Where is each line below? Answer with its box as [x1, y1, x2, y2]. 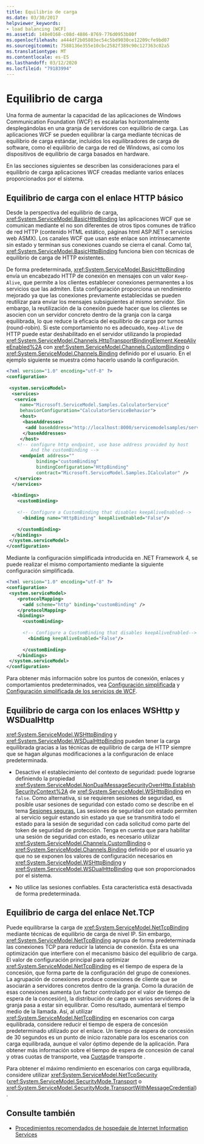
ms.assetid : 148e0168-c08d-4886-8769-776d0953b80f [6, 32, 137, 38]
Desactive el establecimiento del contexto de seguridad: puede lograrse [15, 768, 195, 776]
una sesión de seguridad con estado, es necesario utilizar [15, 833, 160, 840]
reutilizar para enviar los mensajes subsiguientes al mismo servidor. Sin [6, 298, 185, 306]
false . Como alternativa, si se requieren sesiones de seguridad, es [15, 794, 182, 801]
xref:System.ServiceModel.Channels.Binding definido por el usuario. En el [6, 350, 191, 357]
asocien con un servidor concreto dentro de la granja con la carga [6, 311, 172, 319]
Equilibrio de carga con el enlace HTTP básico [6, 193, 183, 203]
